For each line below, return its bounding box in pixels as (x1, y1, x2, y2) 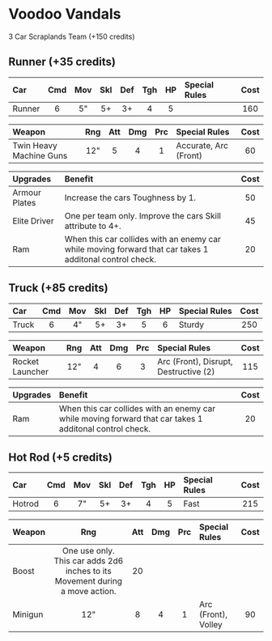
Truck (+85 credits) (8, 281, 108, 295)
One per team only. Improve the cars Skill (64, 210, 221, 221)
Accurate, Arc (176, 139, 229, 151)
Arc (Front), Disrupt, (157, 355, 233, 367)
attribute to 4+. (64, 220, 121, 231)
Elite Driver (12, 215, 54, 227)
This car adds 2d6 (53, 555, 124, 567)
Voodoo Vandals (8, 5, 121, 23)
